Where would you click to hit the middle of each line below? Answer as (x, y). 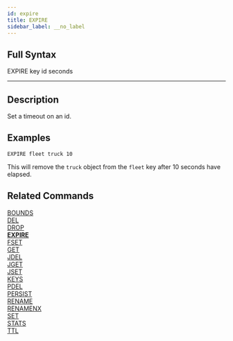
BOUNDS (20, 213)
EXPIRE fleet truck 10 (40, 154)
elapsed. (20, 174)
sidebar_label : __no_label (46, 26)
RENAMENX (24, 308)
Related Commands (51, 196)
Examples (29, 138)
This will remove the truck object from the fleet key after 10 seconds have (114, 166)
